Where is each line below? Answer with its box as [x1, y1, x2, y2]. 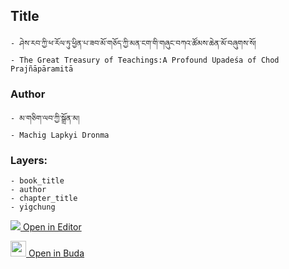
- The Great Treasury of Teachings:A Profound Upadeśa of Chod [10, 55, 280, 65]
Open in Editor [22, 221, 82, 233]
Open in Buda [28, 247, 85, 259]
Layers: [10, 154, 48, 168]
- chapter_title [10, 194, 78, 204]
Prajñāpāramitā [10, 64, 74, 74]
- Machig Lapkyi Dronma [10, 130, 110, 141]
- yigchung [10, 202, 56, 213]
